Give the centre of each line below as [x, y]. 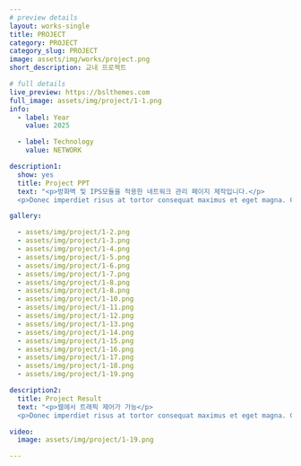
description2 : [36, 391]
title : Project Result [60, 399]
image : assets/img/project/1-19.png [86, 440]
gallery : [26, 216]
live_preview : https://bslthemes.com [80, 92]
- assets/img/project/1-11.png [76, 308]
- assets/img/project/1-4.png [73, 249]
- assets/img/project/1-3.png [73, 241]
